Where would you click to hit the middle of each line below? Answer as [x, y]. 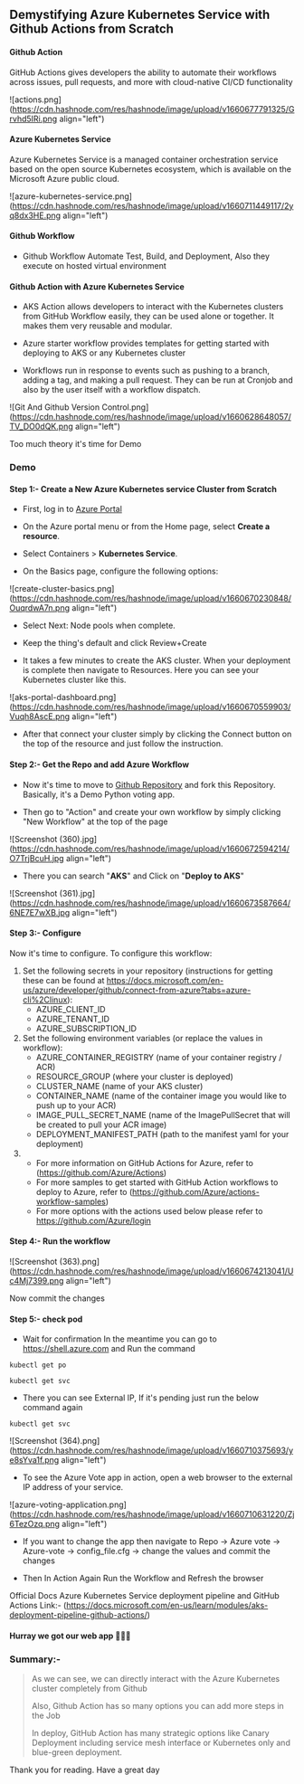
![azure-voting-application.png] [68, 1504]
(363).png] [80, 1261]
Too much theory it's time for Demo [76, 444]
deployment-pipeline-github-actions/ [78, 1615]
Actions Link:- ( [38, 1606]
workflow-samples [71, 1201]
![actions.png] [35, 100]
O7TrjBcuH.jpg [37, 858]
